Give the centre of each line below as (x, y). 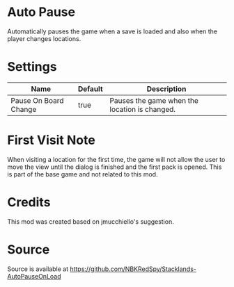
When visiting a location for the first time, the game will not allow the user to (116, 159)
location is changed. (143, 109)
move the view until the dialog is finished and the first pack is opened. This (115, 167)
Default (90, 89)
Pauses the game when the (154, 100)
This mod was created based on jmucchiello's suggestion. (91, 221)
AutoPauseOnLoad (34, 276)
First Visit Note (51, 140)
